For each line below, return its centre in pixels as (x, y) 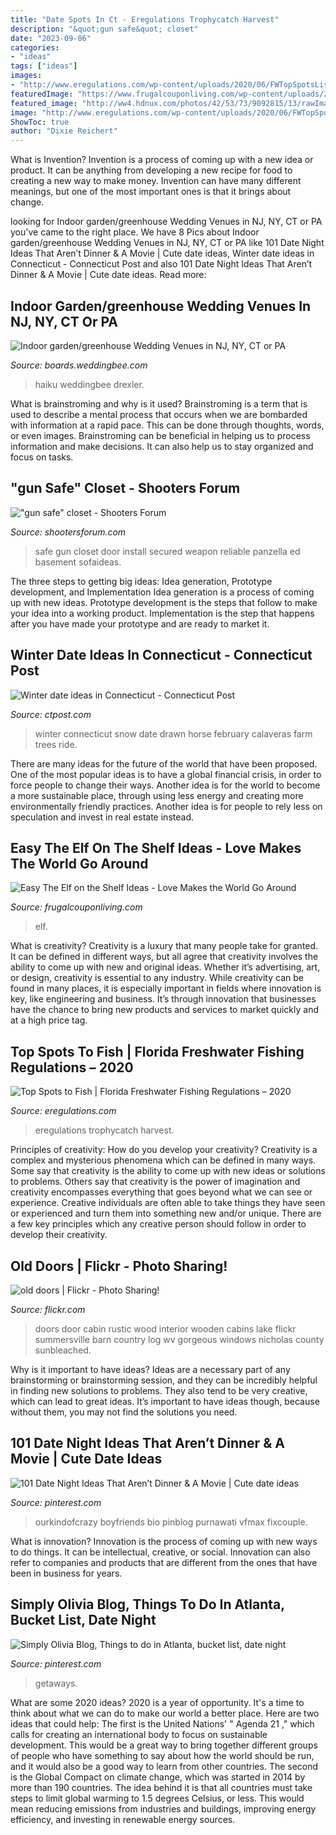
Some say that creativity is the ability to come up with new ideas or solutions (168, 1171)
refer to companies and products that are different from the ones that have (164, 1562)
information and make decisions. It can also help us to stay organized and (162, 446)
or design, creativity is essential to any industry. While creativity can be (157, 978)
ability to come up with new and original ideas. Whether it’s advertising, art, (165, 967)
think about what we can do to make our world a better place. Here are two (165, 1713)
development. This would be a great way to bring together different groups (164, 1745)
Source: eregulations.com (63, 1111)
